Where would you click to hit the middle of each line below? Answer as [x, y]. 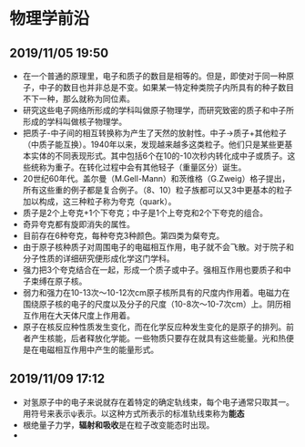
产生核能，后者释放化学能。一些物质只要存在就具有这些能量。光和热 [158, 338]
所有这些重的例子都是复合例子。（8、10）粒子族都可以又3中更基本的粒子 [158, 190]
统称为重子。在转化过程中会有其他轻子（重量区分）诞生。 [138, 167]
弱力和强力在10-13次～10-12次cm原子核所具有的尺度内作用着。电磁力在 [156, 292]
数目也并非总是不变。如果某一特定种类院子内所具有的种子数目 [178, 87]
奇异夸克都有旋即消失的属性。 [78, 224]
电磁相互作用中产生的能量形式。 [99, 349]
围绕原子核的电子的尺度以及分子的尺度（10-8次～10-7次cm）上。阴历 [153, 304]
